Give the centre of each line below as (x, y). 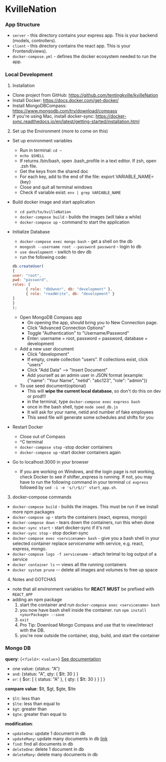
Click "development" (48, 354)
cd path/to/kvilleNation (45, 212)
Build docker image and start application (54, 202)
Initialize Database (31, 232)
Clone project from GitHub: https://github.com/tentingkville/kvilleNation (85, 95)
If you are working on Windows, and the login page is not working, (87, 471)
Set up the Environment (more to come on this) (60, 131)
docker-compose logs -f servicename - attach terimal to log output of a (84, 554)
